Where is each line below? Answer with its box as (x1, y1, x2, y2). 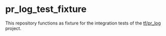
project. (5, 25, 22, 31)
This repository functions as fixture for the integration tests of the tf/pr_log (5, 20, 161, 26)
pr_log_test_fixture (5, 3, 87, 15)
